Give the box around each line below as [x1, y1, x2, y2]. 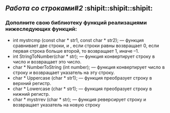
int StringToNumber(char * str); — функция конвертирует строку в [12, 53, 155, 59]
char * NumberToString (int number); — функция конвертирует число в [12, 64, 165, 70]
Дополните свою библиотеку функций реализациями [5, 19, 147, 26]
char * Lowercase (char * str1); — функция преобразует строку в [12, 86, 152, 92]
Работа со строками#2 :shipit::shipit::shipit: [5, 4, 153, 13]
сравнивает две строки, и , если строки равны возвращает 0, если [12, 43, 159, 49]
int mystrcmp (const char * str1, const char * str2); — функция [12, 37, 144, 43]
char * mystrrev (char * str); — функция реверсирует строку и [12, 96, 147, 102]
